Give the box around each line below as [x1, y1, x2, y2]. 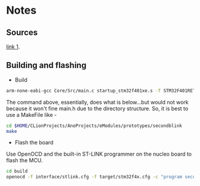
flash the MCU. [6, 157, 43, 164]
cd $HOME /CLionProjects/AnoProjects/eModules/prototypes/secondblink [6, 123, 183, 129]
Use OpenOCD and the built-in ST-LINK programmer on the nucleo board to [6, 150, 192, 158]
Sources [6, 27, 38, 38]
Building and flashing [6, 60, 87, 70]
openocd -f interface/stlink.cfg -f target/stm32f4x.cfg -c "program [6, 174, 183, 180]
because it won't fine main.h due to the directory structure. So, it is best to [6, 105, 189, 112]
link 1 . [6, 43, 20, 50]
